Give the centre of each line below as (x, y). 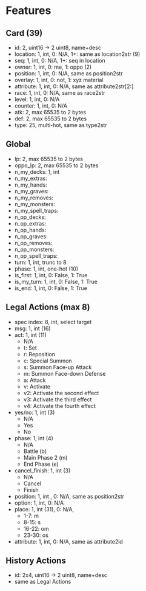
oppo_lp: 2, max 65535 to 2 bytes (56, 165)
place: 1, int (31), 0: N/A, (44, 509)
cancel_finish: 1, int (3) (42, 470)
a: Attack (35, 380)
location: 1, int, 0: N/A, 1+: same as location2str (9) (77, 54)
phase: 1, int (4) (34, 438)
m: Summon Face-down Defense (65, 373)
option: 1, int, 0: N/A (39, 503)
